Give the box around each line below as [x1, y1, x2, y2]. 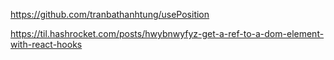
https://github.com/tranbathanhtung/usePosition [10, 9, 210, 20]
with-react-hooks [10, 39, 83, 50]
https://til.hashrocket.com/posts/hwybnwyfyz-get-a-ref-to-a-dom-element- [10, 28, 325, 39]
